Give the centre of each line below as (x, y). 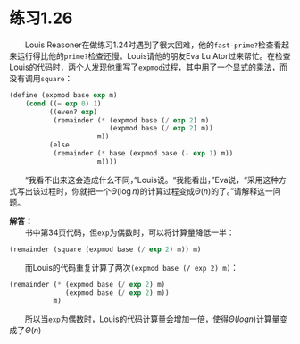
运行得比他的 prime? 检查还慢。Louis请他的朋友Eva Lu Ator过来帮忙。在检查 (154, 55)
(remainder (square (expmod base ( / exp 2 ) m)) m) (105, 249)
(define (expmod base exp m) (63, 95)
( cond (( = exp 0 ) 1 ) (63, 104)
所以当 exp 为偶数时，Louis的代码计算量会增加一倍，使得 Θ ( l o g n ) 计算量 (153, 319)
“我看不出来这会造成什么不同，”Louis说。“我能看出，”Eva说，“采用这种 (152, 180)
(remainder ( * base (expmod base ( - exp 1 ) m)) (143, 154)
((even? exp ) (73, 112)
